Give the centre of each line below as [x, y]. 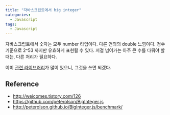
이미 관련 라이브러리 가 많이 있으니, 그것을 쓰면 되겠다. [58, 68]
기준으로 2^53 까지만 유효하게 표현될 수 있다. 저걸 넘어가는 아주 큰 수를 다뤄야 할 [85, 50]
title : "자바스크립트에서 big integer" [43, 10]
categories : [18, 15]
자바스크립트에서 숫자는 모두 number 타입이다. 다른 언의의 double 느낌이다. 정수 [85, 44]
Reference [22, 84]
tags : [11, 24]
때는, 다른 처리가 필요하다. [31, 57]
